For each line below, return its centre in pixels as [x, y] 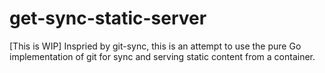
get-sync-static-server [108, 18]
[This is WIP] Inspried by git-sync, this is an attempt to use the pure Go [155, 46]
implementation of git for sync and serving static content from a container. [162, 56]
